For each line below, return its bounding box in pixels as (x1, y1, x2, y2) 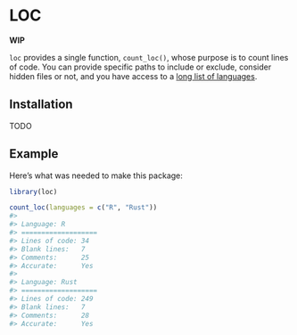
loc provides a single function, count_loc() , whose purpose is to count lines (9, 52, 289, 62)
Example (9, 146, 59, 161)
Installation (9, 97, 73, 112)
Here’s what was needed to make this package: (9, 170, 183, 181)
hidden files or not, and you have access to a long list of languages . (9, 70, 258, 81)
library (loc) (9, 187, 58, 196)
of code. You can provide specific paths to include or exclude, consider (9, 61, 272, 72)
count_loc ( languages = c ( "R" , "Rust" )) (9, 203, 158, 212)
